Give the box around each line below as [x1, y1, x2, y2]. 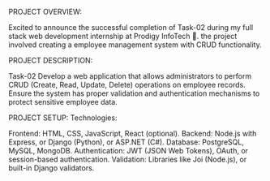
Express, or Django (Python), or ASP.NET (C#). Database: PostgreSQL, [8, 137, 245, 147]
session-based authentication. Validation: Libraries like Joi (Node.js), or [8, 154, 247, 164]
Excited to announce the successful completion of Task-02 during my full [8, 23, 254, 32]
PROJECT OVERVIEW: [8, 7, 83, 16]
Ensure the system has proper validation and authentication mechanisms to [8, 88, 260, 98]
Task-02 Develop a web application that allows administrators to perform [8, 71, 252, 80]
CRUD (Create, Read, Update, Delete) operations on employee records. [8, 80, 246, 89]
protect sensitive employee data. [8, 97, 118, 106]
